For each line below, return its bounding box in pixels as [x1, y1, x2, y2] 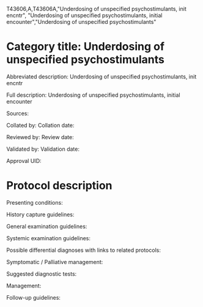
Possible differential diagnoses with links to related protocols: [6, 246, 161, 254]
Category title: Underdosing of [6, 40, 165, 54]
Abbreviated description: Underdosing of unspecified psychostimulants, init [6, 73, 197, 80]
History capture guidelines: [6, 211, 75, 218]
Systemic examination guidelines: [6, 234, 90, 241]
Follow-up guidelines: [6, 294, 61, 301]
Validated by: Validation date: [6, 145, 79, 153]
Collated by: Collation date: [6, 121, 75, 129]
